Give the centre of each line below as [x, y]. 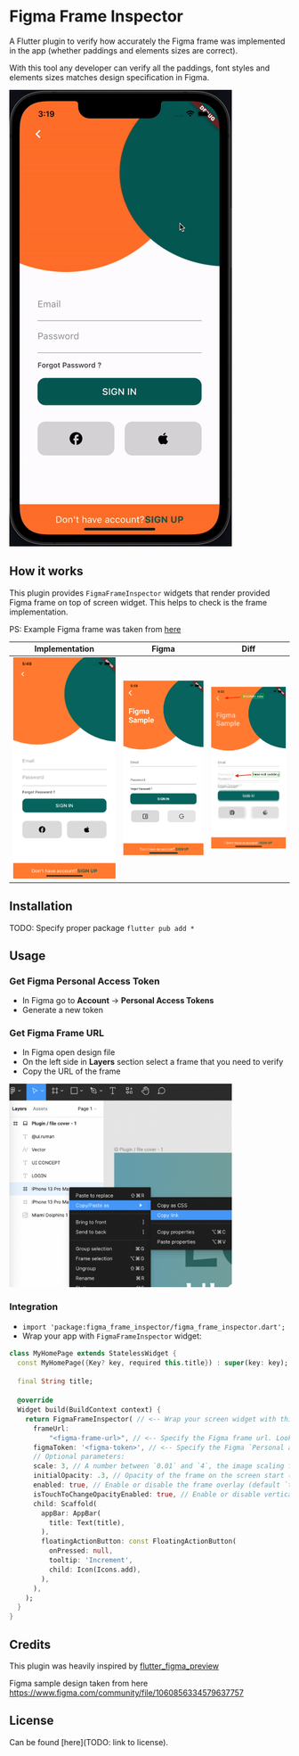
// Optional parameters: [79, 1457]
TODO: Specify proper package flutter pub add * [102, 927]
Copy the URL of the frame [71, 1071]
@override [35, 1401]
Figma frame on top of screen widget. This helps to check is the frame [138, 602]
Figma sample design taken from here [79, 1684]
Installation [41, 907]
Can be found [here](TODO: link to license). [89, 1742]
